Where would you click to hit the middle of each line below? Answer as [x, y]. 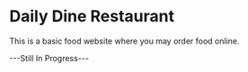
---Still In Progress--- [49, 58]
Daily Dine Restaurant [92, 16]
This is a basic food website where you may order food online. [124, 41]
